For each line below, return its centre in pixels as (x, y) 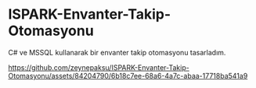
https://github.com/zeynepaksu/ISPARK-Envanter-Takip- (99, 67)
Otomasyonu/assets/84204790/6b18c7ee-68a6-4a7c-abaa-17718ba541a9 (128, 76)
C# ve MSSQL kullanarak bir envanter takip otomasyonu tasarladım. (117, 52)
